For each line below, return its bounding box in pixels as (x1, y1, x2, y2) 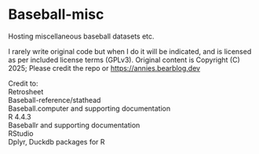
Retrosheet (8, 86, 44, 96)
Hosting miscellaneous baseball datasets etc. (8, 31, 155, 41)
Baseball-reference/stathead (8, 95, 101, 104)
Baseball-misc (8, 5, 104, 24)
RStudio (8, 128, 34, 138)
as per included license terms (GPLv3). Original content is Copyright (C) (8, 55, 241, 64)
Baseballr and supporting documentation (8, 120, 140, 130)
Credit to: (8, 79, 38, 88)
